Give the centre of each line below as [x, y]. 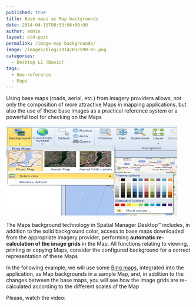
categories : [21, 56]
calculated [19, 286]
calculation [20, 244]
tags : [13, 68]
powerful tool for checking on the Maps [54, 117]
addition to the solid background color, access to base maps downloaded [95, 231]
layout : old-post [27, 37]
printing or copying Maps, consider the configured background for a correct [98, 250]
